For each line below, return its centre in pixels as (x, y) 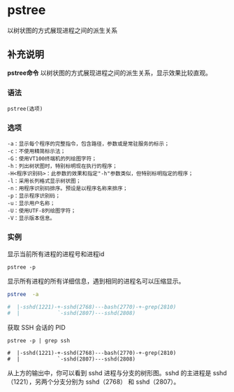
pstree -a (23, 294)
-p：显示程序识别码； (34, 196)
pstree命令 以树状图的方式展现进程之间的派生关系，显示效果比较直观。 (109, 73)
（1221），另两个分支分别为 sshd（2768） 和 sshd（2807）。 (94, 382)
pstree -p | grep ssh (39, 341)
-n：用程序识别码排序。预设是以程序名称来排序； (67, 189)
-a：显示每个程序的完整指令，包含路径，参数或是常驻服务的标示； (88, 144)
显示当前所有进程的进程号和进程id (56, 253)
